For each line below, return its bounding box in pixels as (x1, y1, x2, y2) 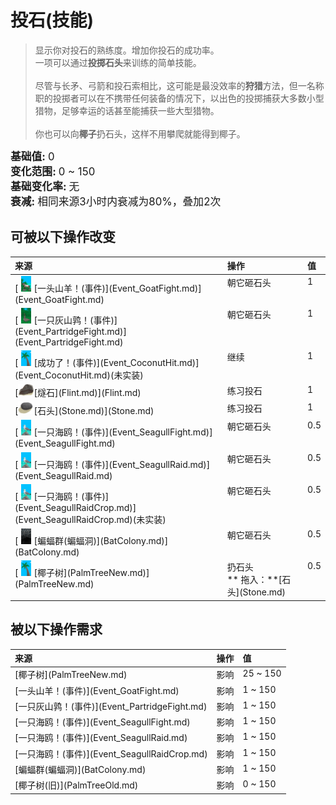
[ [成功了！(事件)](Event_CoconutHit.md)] (14, 357, 200, 368)
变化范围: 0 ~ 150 (10, 164, 96, 178)
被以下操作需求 (10, 621, 103, 638)
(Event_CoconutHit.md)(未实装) (14, 369, 144, 381)
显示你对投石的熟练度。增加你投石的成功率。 (34, 44, 220, 56)
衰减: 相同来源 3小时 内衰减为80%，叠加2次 (10, 194, 222, 208)
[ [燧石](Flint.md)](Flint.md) (14, 386, 142, 398)
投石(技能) (10, 9, 95, 32)
